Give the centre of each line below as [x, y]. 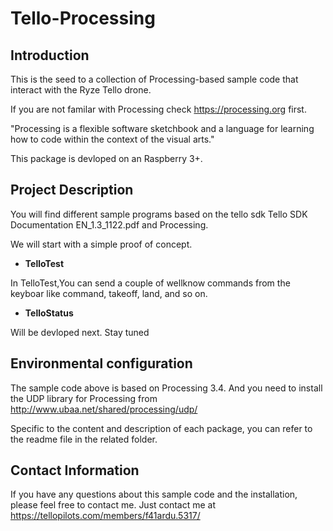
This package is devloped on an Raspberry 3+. [106, 158]
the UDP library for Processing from [84, 398]
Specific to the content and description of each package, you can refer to [161, 428]
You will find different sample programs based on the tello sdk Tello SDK [159, 214]
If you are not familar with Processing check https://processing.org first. [158, 109]
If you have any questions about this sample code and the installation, [154, 494]
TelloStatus [49, 313]
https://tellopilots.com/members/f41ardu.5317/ [105, 516]
